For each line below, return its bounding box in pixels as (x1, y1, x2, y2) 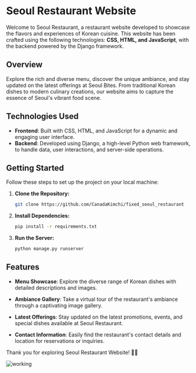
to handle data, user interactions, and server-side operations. (14, 146, 164, 153)
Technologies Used (6, 111, 79, 122)
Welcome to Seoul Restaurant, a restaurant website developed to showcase (6, 24, 190, 31)
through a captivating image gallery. (14, 301, 103, 309)
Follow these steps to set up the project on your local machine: (6, 179, 159, 186)
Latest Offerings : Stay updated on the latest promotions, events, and (14, 313, 183, 320)
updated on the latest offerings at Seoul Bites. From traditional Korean (6, 82, 176, 89)
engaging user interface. (14, 133, 75, 140)
